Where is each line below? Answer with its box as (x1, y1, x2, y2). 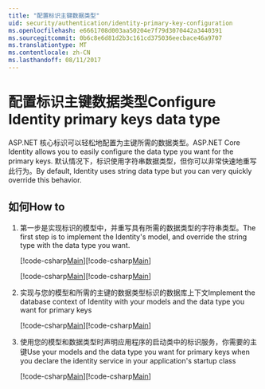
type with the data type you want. (19, 240, 131, 250)
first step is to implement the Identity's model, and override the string (19, 232, 247, 242)
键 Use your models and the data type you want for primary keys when (19, 347, 251, 356)
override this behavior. (8, 175, 82, 184)
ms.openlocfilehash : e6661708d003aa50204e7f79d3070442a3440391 (8, 26, 223, 34)
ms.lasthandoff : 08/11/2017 (8, 57, 102, 65)
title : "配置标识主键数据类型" (8, 11, 100, 20)
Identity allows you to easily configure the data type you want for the (8, 147, 234, 156)
